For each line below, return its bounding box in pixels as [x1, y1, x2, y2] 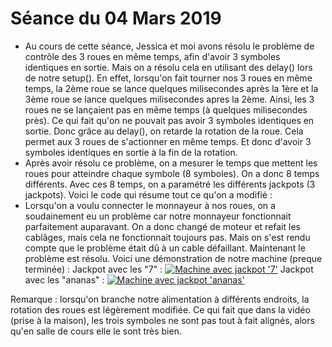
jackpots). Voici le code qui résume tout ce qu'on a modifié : [24, 188, 273, 201]
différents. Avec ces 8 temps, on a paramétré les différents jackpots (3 [24, 178, 316, 190]
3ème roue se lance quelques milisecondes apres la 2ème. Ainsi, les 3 [24, 93, 315, 105]
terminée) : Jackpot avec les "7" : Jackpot [24, 263, 314, 275]
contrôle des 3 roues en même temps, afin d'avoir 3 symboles [24, 50, 281, 62]
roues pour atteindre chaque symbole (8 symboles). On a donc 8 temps [24, 167, 320, 179]
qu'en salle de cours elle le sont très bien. [10, 325, 182, 337]
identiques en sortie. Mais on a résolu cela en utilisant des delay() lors [24, 61, 313, 73]
